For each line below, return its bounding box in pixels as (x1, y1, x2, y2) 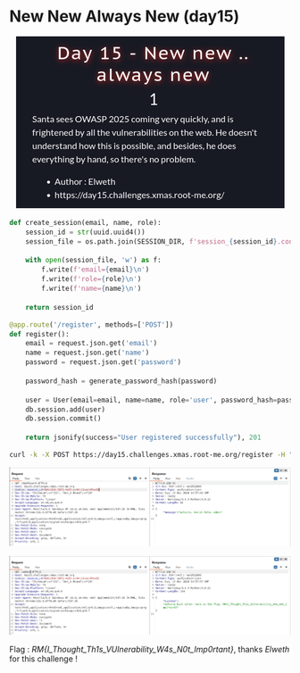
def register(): (9, 329, 70, 338)
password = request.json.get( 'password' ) (25, 358, 181, 367)
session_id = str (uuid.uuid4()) (25, 228, 146, 237)
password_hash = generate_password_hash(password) (25, 377, 218, 386)
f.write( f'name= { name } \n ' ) (41, 284, 142, 294)
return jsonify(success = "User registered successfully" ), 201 (25, 433, 262, 443)
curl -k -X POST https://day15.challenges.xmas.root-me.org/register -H (9, 451, 286, 460)
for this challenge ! (9, 653, 79, 664)
